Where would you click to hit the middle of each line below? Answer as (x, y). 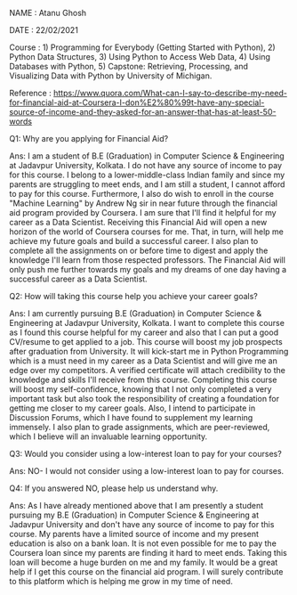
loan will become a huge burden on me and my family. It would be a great (144, 562)
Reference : (30, 93)
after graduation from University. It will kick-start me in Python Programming (149, 351)
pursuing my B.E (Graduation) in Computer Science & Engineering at (134, 515)
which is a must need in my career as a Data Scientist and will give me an (143, 361)
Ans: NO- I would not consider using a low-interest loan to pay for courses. (147, 471)
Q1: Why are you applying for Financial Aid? (89, 139)
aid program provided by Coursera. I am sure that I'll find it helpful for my (143, 212)
